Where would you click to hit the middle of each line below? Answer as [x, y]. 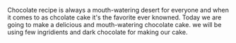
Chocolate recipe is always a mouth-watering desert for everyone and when [118, 10]
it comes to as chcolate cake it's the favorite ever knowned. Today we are [114, 17]
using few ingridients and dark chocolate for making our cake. [98, 32]
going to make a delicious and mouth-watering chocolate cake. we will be [114, 25]
